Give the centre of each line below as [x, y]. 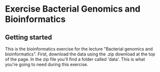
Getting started [29, 37]
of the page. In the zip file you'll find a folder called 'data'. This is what [75, 59]
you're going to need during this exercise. [47, 64]
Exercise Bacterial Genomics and [73, 9]
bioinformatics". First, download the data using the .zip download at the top [80, 54]
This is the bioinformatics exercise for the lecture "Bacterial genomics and [79, 49]
